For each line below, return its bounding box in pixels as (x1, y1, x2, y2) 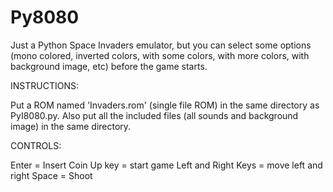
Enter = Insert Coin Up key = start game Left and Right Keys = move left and (10, 159, 323, 171)
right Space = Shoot (10, 169, 93, 181)
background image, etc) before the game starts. (10, 60, 208, 72)
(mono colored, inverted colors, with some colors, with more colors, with (10, 49, 310, 61)
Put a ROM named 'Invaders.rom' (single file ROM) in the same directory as (10, 99, 320, 111)
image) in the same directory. (10, 120, 132, 132)
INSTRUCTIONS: (10, 79, 79, 91)
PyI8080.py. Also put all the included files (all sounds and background (10, 109, 299, 121)
